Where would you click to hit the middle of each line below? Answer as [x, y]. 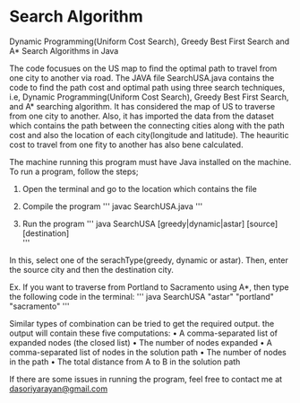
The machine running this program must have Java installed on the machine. [150, 162]
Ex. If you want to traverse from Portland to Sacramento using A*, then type [149, 287]
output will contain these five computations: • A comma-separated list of [144, 333]
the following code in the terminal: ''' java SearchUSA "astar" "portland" [142, 296]
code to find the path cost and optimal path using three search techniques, [147, 87]
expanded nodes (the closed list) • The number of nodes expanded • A [141, 342]
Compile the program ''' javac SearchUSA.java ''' [112, 206]
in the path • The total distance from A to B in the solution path [125, 362]
